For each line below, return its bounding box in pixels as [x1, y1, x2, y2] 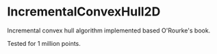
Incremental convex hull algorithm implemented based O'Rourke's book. [7, 26, 211, 34]
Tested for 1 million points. [7, 39, 81, 47]
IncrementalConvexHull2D [7, 4, 161, 20]
